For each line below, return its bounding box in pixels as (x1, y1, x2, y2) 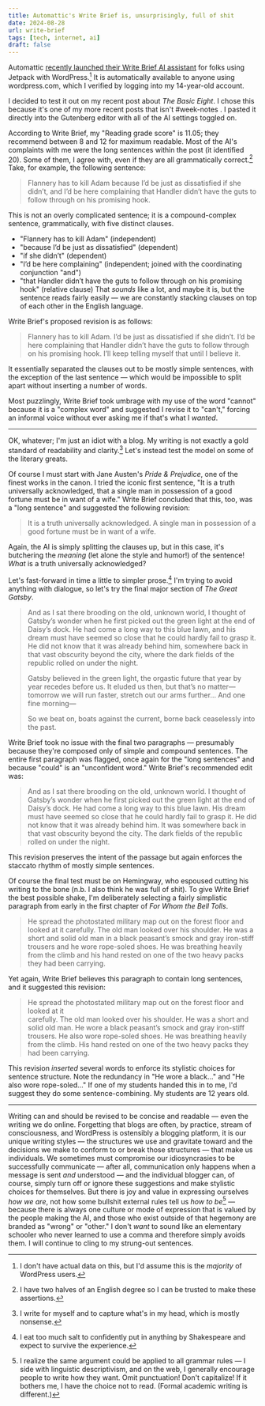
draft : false (8, 41, 51, 49)
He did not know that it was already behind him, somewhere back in (27, 641, 248, 651)
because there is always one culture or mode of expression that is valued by (8, 1205, 256, 1215)
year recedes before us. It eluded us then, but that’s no (27, 682, 207, 691)
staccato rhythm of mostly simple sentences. (8, 860, 155, 870)
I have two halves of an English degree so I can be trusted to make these (19, 1285, 256, 1295)
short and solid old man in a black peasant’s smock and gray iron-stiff (27, 933, 255, 943)
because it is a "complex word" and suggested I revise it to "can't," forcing (8, 405, 251, 414)
